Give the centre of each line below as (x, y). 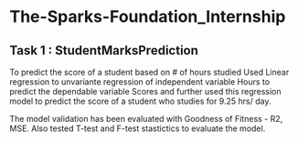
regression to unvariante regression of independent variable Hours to (140, 82)
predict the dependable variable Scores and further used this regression (145, 91)
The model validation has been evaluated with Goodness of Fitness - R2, (146, 119)
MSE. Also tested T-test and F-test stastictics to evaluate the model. (138, 128)
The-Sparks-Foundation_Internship (148, 17)
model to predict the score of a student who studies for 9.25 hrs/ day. (140, 101)
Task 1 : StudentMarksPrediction (104, 50)
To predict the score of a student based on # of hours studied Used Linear (149, 72)
